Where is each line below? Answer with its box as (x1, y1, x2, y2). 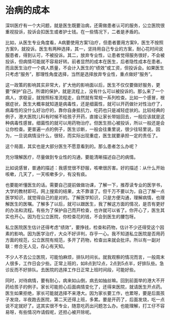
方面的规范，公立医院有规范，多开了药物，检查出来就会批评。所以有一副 (5, 236, 156, 243)
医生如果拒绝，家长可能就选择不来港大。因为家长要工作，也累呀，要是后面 (5, 290, 160, 296)
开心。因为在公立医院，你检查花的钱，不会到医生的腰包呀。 (14, 213, 138, 219)
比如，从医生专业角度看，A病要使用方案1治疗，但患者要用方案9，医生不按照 (5, 39, 164, 46)
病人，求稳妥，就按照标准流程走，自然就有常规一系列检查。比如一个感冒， (5, 94, 160, 100)
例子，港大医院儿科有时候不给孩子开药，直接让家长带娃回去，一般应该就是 (5, 113, 160, 119)
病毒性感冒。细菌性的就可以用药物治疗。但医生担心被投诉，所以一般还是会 (9, 119, 165, 126)
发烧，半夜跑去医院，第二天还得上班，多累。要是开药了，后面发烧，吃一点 (9, 296, 165, 302)
